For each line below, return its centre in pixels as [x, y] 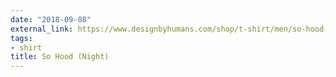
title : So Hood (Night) [60, 57]
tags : [21, 38]
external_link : [42, 29]
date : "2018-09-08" [51, 19]
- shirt [26, 47]
